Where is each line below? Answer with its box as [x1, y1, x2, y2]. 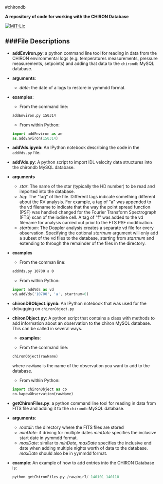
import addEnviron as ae [12, 131, 63, 136]
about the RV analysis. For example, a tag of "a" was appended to [19, 199, 152, 205]
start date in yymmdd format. [19, 435, 78, 441]
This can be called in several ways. [12, 326, 83, 332]
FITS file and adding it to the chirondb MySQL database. [12, 405, 125, 411]
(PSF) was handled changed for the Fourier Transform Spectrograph [19, 210, 157, 215]
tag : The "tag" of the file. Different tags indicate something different [19, 194, 156, 200]
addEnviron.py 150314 [12, 113, 56, 118]
